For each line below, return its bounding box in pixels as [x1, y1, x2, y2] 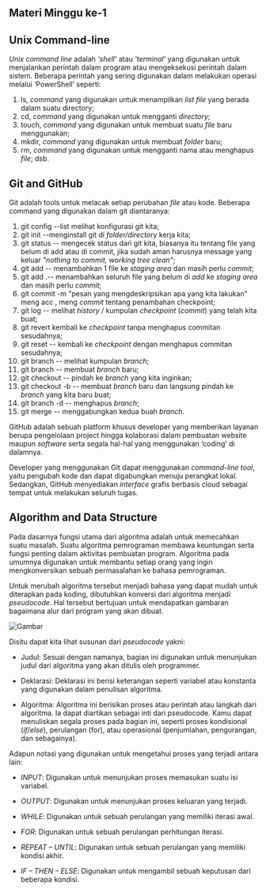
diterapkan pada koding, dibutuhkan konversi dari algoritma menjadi [9, 589, 231, 599]
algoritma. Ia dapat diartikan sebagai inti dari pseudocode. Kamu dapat [20, 708, 253, 718]
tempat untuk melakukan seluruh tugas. [9, 488, 139, 497]
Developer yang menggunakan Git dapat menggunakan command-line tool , [9, 463, 256, 472]
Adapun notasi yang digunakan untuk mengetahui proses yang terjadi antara [9, 749, 259, 758]
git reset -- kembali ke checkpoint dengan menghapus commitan [20, 340, 233, 349]
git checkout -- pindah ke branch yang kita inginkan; [20, 373, 192, 383]
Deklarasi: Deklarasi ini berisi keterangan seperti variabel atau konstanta [20, 676, 256, 685]
